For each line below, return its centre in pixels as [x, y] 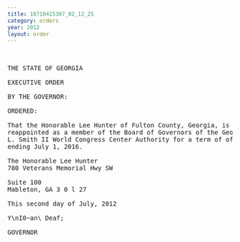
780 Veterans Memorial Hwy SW [60, 168]
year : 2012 [24, 27]
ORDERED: [22, 111]
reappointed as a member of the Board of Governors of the [113, 132]
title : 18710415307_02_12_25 [51, 14]
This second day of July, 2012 [62, 204]
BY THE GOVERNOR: [37, 97]
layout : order [29, 34]
